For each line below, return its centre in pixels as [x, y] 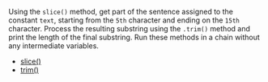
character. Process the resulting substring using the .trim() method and [130, 29]
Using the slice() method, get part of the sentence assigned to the [121, 12]
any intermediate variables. [54, 46]
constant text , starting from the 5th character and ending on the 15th [124, 20]
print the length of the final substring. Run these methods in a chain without [134, 37]
